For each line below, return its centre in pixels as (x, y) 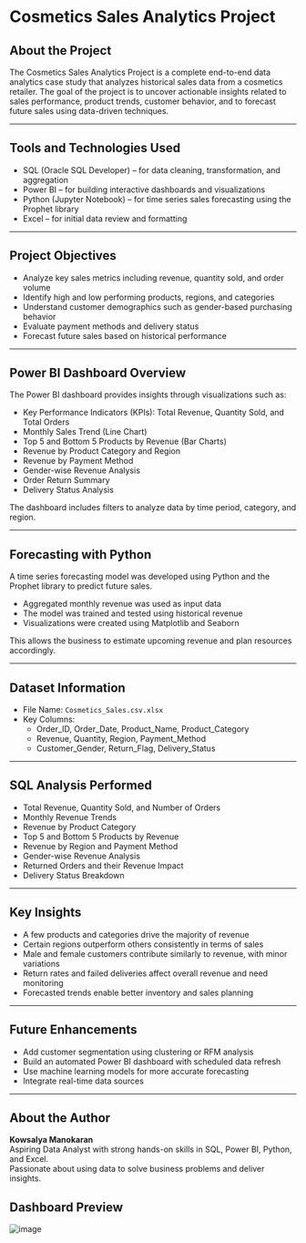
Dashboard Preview (66, 1207)
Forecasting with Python (81, 555)
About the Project (61, 51)
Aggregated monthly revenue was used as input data (122, 604)
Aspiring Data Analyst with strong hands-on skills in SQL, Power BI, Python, (151, 1149)
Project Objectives (63, 256)
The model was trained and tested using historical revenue (133, 613)
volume (36, 287)
